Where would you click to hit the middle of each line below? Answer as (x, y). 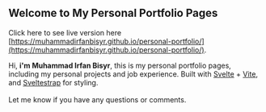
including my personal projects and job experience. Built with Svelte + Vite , (133, 74)
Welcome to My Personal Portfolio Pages (113, 13)
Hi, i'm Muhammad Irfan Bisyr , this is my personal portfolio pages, (120, 65)
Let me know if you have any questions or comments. (97, 99)
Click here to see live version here (65, 32)
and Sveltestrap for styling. (53, 82)
